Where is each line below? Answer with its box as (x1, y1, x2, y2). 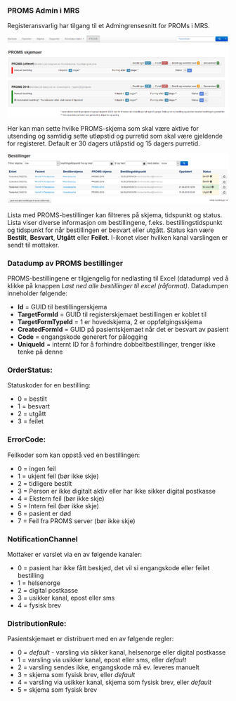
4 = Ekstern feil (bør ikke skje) (17, 494, 105, 503)
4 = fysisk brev (17, 600, 62, 610)
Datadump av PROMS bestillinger (7, 258, 124, 268)
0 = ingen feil (17, 464, 56, 472)
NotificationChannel (7, 534, 79, 544)
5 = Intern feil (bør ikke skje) (17, 501, 100, 510)
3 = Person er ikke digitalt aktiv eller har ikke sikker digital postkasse (17, 487, 216, 495)
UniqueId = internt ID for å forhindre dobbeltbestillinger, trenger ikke (17, 340, 216, 348)
